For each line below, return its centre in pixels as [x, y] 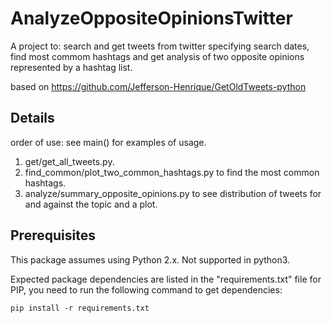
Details [32, 118]
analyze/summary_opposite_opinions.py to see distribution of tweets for [173, 193]
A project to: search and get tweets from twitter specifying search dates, [160, 46]
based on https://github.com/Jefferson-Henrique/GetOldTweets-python [158, 86]
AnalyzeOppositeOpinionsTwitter [151, 18]
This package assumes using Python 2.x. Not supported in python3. [150, 259]
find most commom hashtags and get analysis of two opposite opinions [157, 56]
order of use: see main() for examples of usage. [108, 142]
